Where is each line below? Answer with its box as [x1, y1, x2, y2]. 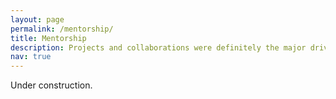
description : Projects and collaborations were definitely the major [10, 42, 307, 53]
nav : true [10, 52, 52, 62]
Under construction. [10, 79, 93, 91]
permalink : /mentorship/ [10, 24, 114, 34]
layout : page [10, 14, 65, 25]
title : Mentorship [10, 33, 87, 43]
